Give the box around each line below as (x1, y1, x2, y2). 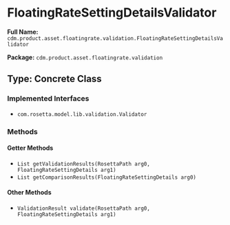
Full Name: (7, 28, 39, 36)
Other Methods (7, 188, 52, 197)
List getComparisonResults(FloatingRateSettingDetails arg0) (17, 174, 197, 181)
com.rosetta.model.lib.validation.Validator (17, 110, 147, 118)
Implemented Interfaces (7, 94, 90, 104)
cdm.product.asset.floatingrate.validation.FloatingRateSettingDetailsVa (7, 35, 224, 42)
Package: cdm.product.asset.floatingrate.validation (7, 53, 163, 61)
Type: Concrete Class (7, 73, 102, 85)
